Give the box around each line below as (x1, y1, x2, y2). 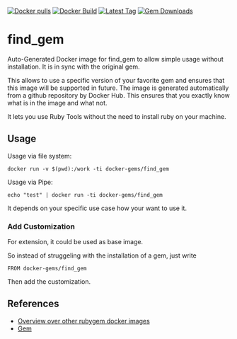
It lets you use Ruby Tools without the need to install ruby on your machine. (7, 112, 226, 120)
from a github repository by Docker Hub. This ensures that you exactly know (7, 91, 230, 99)
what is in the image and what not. (7, 98, 108, 107)
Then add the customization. (7, 277, 91, 286)
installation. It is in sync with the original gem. (7, 62, 140, 71)
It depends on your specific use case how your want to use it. (7, 204, 187, 212)
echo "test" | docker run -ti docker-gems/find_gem (7, 191, 163, 198)
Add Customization (7, 222, 76, 231)
